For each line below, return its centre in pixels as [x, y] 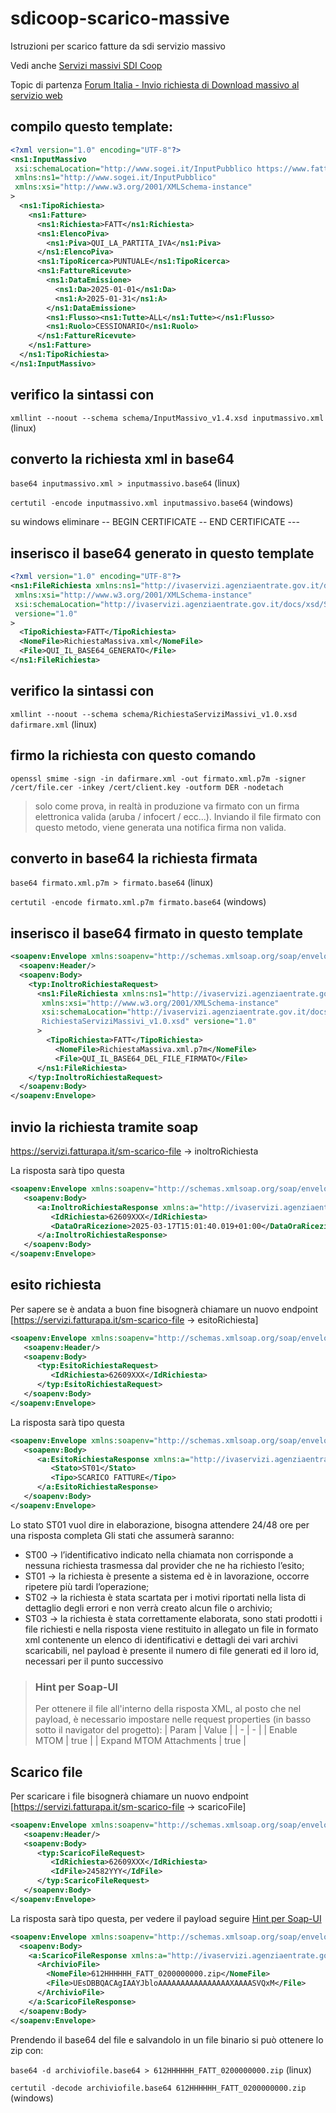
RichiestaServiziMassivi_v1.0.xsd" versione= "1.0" [149, 1022]
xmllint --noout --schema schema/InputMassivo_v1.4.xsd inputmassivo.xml [167, 418]
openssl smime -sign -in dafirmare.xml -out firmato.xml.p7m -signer [158, 778]
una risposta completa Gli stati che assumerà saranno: [122, 1535]
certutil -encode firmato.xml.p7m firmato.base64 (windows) [138, 902]
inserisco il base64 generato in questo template [162, 553]
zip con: [27, 2050]
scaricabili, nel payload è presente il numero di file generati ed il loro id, [172, 1650]
